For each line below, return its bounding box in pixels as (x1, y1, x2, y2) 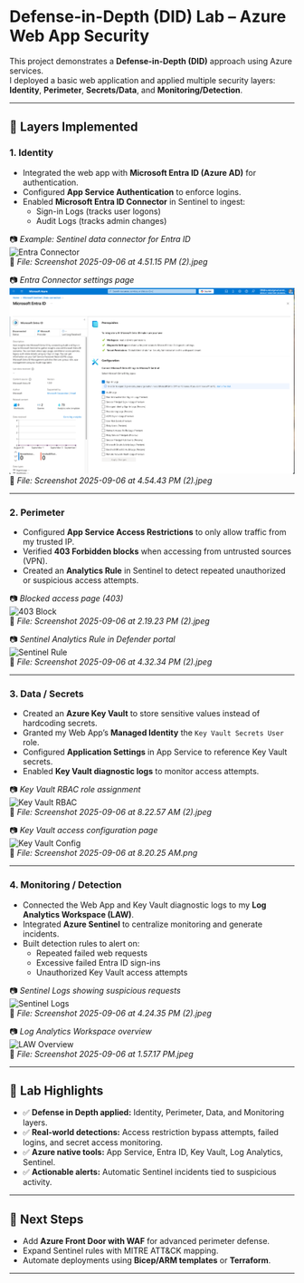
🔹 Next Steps (9, 1211, 84, 1227)
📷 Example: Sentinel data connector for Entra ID (9, 233, 192, 244)
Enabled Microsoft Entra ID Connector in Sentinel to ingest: (22, 196, 246, 207)
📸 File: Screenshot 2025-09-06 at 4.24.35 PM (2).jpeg (9, 1007, 213, 1018)
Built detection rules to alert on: (22, 938, 140, 948)
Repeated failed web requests (35, 948, 147, 958)
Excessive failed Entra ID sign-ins (35, 957, 161, 967)
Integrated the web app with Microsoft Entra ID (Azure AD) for (22, 167, 256, 178)
